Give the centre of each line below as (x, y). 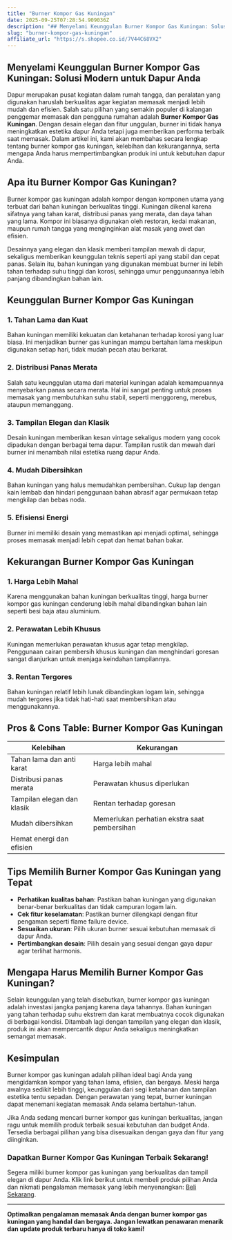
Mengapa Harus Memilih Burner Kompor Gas (105, 972)
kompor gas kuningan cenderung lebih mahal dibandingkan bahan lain (107, 604)
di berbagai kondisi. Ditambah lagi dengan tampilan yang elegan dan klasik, (115, 1022)
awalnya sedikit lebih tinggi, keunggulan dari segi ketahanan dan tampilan (112, 1089)
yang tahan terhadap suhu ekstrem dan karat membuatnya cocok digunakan (116, 1014)
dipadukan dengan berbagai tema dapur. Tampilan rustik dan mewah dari (111, 445)
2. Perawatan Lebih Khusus (54, 629)
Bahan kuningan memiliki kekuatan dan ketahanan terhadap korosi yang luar (116, 335)
